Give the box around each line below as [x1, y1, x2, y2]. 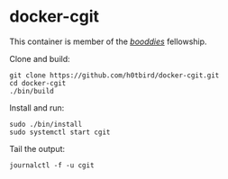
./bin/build [9, 86, 54, 95]
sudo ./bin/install [9, 120, 83, 129]
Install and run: [9, 102, 65, 113]
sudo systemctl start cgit [9, 128, 111, 137]
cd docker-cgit [9, 78, 67, 87]
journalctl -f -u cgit [9, 160, 95, 170]
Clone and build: [9, 53, 70, 64]
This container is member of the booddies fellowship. [9, 36, 207, 47]
